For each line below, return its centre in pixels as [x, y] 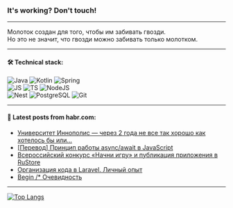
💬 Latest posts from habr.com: [52, 117]
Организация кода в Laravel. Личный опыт [80, 169]
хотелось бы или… [45, 140]
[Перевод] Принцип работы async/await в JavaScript [95, 147]
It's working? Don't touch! [52, 10]
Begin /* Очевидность [50, 177]
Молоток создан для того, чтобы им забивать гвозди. [87, 32]
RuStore [29, 162]
